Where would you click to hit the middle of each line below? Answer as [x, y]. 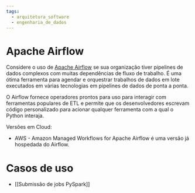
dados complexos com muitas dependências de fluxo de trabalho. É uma [94, 73]
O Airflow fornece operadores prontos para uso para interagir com [86, 97]
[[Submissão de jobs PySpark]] [52, 184]
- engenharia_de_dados [39, 22]
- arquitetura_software [40, 17]
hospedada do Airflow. [42, 145]
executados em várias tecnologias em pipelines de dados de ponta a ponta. [97, 86]
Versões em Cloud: [29, 127]
